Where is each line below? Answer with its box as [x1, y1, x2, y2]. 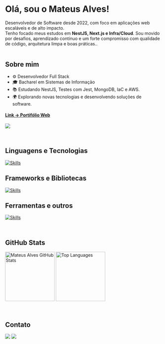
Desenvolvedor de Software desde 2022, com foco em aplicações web [5, 20, 150, 26]
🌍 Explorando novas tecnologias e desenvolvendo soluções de [12, 94, 142, 100]
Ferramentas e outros [5, 201, 73, 210]
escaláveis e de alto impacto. [5, 25, 65, 31]
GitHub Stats [5, 238, 45, 247]
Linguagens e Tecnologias [5, 147, 88, 155]
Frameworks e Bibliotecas [5, 174, 87, 183]
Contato [5, 320, 31, 329]
